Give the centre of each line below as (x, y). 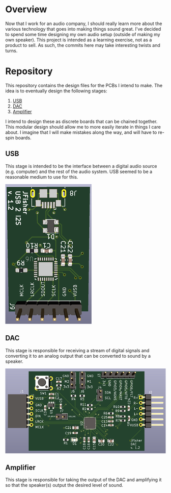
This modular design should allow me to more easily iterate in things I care (83, 127)
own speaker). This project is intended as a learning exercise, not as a (79, 40)
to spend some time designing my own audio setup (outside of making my (83, 34)
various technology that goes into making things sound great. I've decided (83, 29)
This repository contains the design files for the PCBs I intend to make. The (84, 85)
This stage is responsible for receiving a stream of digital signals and (77, 350)
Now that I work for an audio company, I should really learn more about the (84, 23)
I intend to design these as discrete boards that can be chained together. (81, 121)
